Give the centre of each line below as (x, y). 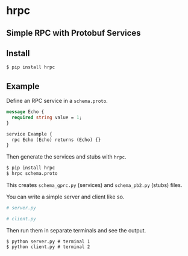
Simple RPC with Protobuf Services (74, 33)
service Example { (29, 134)
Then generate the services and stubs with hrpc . (66, 157)
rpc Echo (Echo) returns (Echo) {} (56, 140)
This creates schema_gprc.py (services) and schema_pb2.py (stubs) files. (94, 185)
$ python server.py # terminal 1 (48, 241)
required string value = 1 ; (47, 117)
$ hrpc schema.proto (32, 174)
